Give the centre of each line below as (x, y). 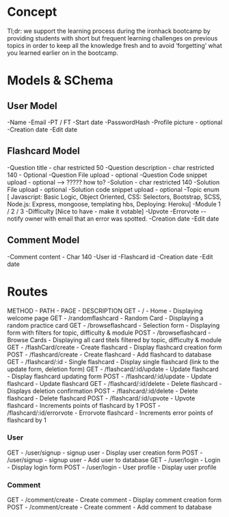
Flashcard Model (43, 151)
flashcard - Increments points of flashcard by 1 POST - (84, 405)
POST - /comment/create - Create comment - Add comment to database (109, 507)
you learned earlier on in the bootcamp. (63, 53)
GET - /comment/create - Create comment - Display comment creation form (114, 500)
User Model (32, 106)
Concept (32, 12)
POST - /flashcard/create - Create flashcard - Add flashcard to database (109, 354)
